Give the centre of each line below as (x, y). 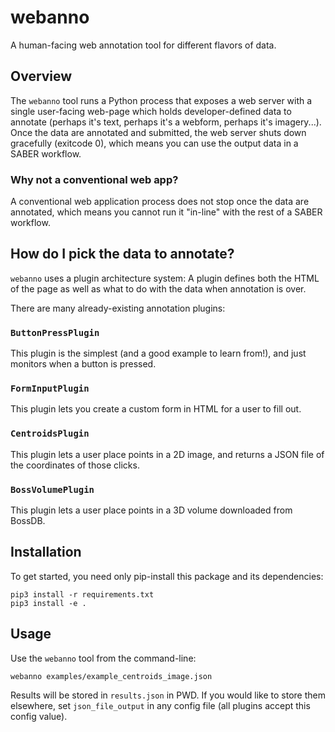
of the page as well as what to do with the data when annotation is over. (158, 288)
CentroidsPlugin (50, 434)
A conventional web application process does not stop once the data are (160, 202)
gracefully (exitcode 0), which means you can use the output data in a (154, 143)
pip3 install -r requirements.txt (82, 594)
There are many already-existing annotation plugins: (118, 308)
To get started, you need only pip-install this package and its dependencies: (167, 576)
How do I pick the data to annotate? (122, 254)
